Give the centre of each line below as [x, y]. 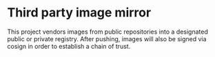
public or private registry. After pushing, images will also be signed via [107, 38]
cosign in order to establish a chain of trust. [69, 46]
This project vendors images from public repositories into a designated [107, 32]
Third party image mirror [79, 13]
